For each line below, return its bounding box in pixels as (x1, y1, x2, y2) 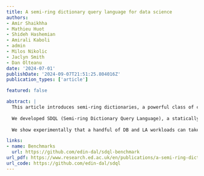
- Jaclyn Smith (6, 54, 45, 60)
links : (6, 138, 23, 144)
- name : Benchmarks (6, 143, 56, 149)
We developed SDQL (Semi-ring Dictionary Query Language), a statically (12, 115, 200, 121)
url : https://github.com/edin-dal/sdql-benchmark (12, 149, 140, 155)
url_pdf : (6, 155, 29, 161)
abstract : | (6, 98, 36, 105)
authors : (6, 15, 29, 21)
